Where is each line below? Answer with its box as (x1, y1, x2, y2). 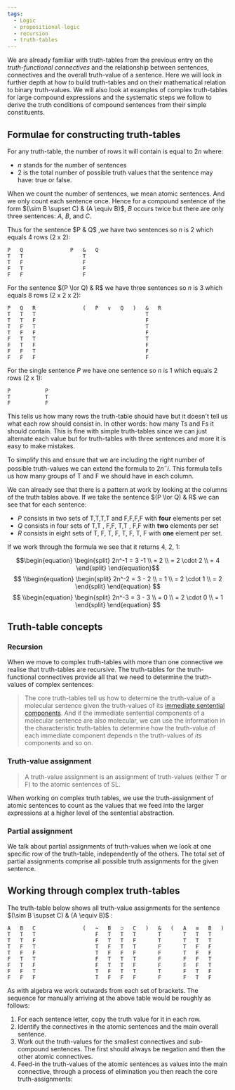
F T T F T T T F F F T (7, 955, 212, 963)
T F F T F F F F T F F (7, 949, 212, 956)
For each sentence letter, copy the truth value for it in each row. (17, 1015, 201, 1023)
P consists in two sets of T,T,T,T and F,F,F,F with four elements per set (17, 514, 222, 522)
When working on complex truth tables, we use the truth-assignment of (7, 793, 214, 802)
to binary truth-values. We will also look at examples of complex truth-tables (7, 86, 228, 94)
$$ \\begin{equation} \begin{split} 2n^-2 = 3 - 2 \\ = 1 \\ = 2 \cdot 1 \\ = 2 (13, 574, 222, 583)
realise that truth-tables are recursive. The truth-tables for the (7, 666, 186, 674)
